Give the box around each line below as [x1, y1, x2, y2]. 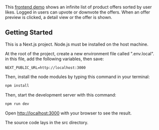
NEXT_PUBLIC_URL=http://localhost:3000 [5, 65, 86, 70]
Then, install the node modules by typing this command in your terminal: [5, 74, 150, 80]
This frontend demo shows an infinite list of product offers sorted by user [5, 4, 152, 10]
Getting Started [5, 29, 53, 37]
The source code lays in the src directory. [5, 119, 88, 125]
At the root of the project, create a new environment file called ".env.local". [5, 50, 155, 56]
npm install [5, 83, 29, 88]
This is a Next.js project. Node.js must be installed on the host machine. [5, 41, 149, 47]
